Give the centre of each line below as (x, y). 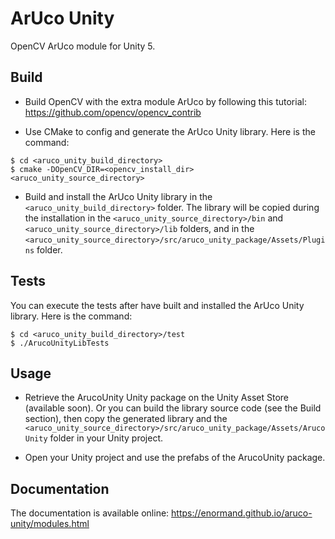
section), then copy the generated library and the (126, 419)
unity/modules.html (50, 524)
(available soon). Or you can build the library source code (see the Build (173, 408)
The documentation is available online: (90, 513)
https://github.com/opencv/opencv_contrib (113, 112)
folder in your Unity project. (106, 438)
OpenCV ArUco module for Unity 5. (83, 46)
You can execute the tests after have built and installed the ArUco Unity (157, 305)
